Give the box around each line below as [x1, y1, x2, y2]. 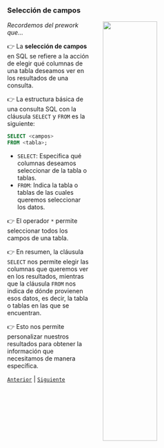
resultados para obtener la [7, 340, 83, 348]
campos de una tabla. [7, 234, 69, 242]
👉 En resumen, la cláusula [7, 248, 84, 256]
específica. [7, 362, 39, 370]
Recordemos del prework [7, 21, 79, 30]
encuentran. [7, 309, 42, 317]
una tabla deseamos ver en [7, 67, 85, 75]
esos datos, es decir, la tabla [7, 295, 88, 303]
